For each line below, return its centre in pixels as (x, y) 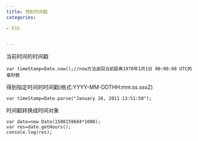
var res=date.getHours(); (39, 127)
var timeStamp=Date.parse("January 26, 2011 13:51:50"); (79, 99)
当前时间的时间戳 (27, 56)
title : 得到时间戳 (27, 12)
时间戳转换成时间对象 (32, 110)
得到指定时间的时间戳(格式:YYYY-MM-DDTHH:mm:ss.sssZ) (80, 87)
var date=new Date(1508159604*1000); (54, 122)
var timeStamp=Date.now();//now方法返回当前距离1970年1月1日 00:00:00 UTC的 (99, 69)
